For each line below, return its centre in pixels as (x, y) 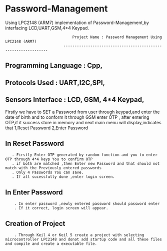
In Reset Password (34, 143)
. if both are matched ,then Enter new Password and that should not (86, 164)
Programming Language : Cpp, (54, 66)
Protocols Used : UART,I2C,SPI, (55, 82)
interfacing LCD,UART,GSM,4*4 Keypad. (47, 28)
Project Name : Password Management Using (117, 37)
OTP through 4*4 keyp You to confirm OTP (49, 159)
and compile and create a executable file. (51, 243)
